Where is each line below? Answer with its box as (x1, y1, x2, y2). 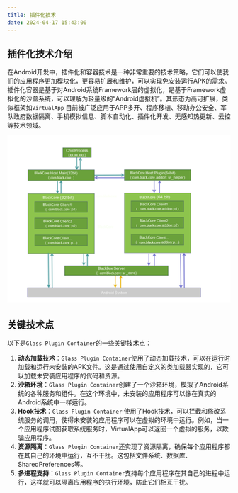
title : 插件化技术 (7, 11, 57, 18)
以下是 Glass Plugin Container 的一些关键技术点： (7, 339, 152, 347)
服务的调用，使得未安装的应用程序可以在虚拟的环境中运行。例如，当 (23, 416, 223, 424)
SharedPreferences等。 (17, 460, 87, 469)
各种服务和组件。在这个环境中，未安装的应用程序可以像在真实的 (30, 390, 217, 398)
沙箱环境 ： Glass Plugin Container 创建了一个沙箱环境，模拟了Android (17, 380, 223, 389)
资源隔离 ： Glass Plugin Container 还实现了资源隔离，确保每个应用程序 (17, 443, 225, 451)
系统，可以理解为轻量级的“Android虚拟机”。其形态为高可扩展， (38, 94, 222, 103)
